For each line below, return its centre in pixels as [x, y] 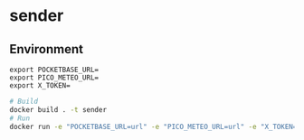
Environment [47, 49]
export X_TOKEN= [40, 86]
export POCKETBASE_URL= [54, 70]
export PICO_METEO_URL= [54, 78]
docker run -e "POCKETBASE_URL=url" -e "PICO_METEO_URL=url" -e [133, 126]
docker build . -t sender [58, 109]
